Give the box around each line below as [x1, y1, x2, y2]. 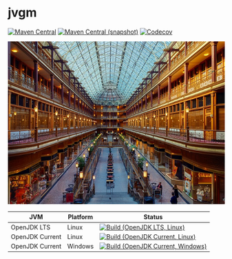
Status [143, 213, 163, 221]
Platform [67, 213, 94, 221]
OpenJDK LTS [10, 222, 51, 231]
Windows [67, 242, 94, 251]
